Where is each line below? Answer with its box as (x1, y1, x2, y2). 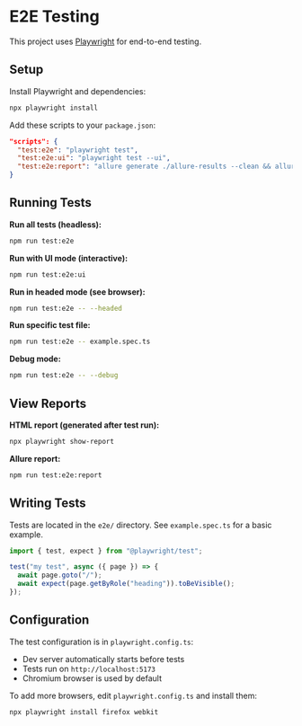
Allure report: (9, 453, 61, 464)
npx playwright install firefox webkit (9, 707, 159, 716)
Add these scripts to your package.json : (9, 120, 155, 130)
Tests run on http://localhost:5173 (22, 663, 155, 674)
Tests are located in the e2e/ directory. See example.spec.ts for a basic (9, 519, 272, 530)
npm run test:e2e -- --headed (9, 304, 123, 313)
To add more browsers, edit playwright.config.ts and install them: (9, 690, 258, 701)
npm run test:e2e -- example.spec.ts (9, 337, 151, 347)
